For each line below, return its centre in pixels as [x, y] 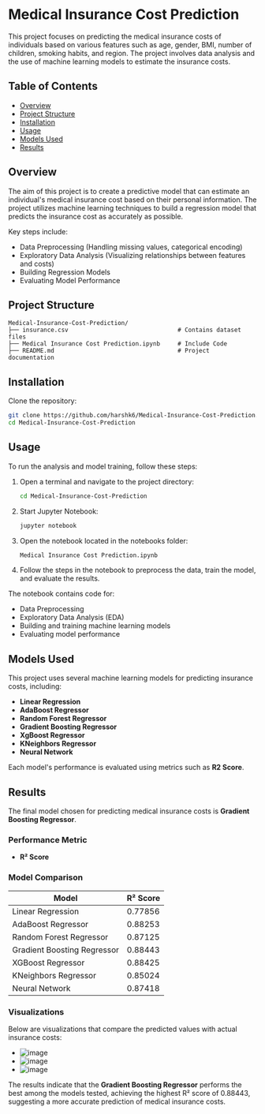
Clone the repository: [43, 401]
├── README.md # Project [109, 351]
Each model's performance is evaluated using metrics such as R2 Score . [126, 768]
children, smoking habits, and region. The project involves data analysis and [131, 53]
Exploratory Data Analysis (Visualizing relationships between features [132, 255]
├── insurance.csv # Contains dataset [125, 330]
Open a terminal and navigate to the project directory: [107, 481]
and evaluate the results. [60, 578]
